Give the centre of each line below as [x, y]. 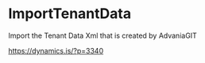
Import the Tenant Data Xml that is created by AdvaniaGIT [102, 35]
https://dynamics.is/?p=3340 [56, 50]
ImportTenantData [70, 14]
